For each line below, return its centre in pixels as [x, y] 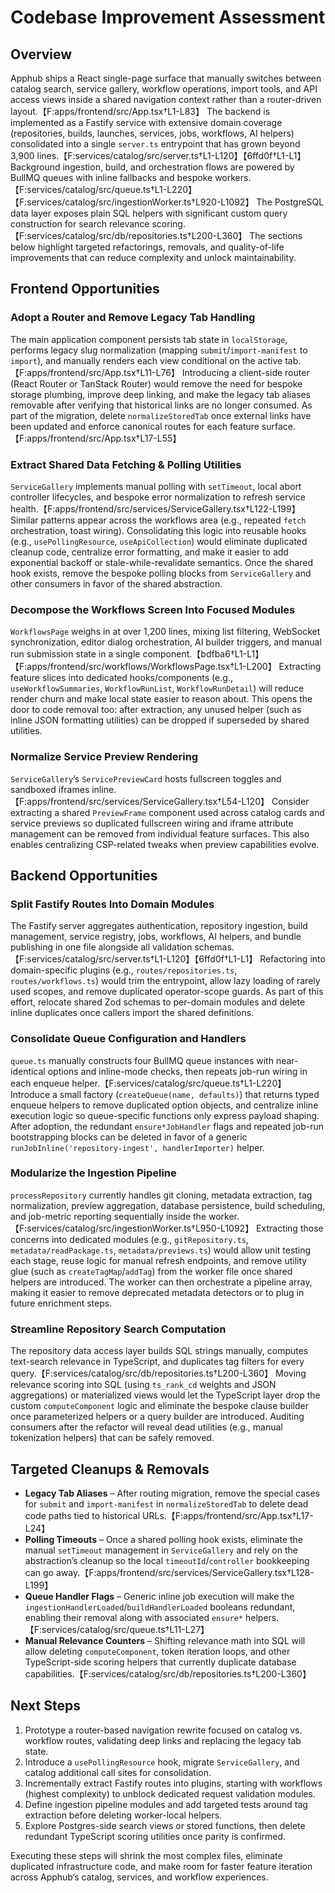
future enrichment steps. [61, 1303]
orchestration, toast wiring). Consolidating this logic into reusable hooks [158, 530]
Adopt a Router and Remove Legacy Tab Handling [133, 318]
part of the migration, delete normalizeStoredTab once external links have [161, 415]
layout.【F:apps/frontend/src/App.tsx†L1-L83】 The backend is [140, 111]
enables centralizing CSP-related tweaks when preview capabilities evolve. [165, 844]
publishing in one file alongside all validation [101, 947]
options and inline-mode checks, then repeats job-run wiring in [177, 1071]
